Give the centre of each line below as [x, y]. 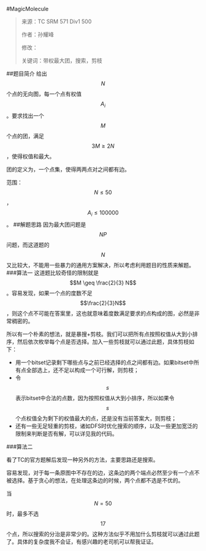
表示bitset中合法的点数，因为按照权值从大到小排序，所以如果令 [95, 398]
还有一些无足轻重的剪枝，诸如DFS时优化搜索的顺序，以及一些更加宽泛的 [106, 426]
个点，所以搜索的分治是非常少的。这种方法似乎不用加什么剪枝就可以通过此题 [103, 534]
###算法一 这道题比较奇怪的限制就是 [53, 273]
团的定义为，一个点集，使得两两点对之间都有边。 [68, 169]
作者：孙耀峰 [37, 34]
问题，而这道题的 [28, 245]
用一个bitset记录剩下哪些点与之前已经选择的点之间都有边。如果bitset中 [105, 362]
